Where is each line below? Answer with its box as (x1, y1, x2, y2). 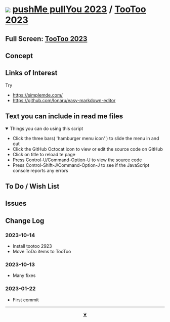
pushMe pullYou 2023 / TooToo (12, 4, 147, 15)
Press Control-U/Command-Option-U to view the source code (12, 157, 142, 163)
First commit (12, 297, 39, 303)
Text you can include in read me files (5, 112, 123, 121)
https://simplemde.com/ (12, 92, 63, 98)
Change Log (5, 216, 45, 225)
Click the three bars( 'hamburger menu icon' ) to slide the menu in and (12, 135, 159, 141)
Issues (5, 199, 27, 208)
